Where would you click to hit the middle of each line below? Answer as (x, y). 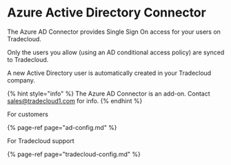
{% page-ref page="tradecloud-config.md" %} (74, 154)
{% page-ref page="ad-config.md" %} (62, 127)
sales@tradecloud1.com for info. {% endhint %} (75, 100)
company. (21, 80)
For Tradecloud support (41, 141)
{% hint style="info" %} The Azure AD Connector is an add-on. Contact (109, 93)
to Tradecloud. (28, 59)
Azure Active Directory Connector (107, 13)
